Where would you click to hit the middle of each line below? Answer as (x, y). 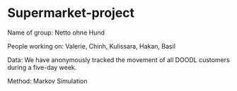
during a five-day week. (42, 67)
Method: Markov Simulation (47, 81)
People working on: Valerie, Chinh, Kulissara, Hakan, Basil (91, 46)
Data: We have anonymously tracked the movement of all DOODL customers (118, 60)
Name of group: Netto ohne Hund (56, 32)
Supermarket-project (71, 13)
